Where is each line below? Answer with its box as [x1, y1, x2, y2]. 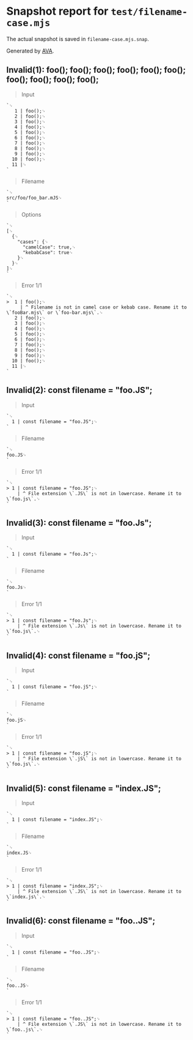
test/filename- [111, 6, 188, 18]
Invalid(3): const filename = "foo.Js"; [6, 517, 152, 528]
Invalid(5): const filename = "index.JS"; [6, 783, 161, 793]
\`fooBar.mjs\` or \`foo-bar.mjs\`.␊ [6, 309, 103, 316]
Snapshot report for [6, 4, 109, 18]
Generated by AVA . [6, 47, 54, 54]
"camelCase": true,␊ [22, 244, 76, 250]
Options [21, 211, 42, 218]
